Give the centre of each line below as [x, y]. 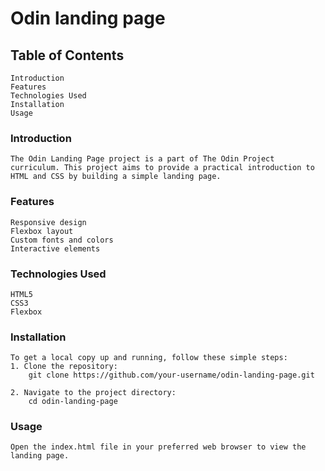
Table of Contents [67, 55]
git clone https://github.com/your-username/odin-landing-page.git [171, 375]
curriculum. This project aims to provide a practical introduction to [162, 168]
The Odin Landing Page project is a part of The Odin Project [142, 159]
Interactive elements [55, 248]
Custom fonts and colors [62, 240]
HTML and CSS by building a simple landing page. [116, 177]
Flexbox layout [42, 231]
